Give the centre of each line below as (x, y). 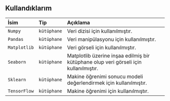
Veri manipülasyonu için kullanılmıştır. (112, 39)
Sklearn (17, 80)
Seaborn (17, 62)
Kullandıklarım (29, 8)
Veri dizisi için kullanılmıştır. (100, 31)
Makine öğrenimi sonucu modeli (105, 76)
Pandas (16, 39)
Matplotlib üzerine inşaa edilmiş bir (109, 56)
